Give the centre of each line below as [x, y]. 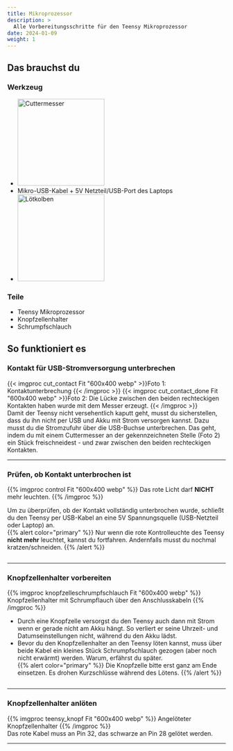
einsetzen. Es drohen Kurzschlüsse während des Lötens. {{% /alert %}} [119, 673]
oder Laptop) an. [31, 525]
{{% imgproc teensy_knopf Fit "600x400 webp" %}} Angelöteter [100, 718]
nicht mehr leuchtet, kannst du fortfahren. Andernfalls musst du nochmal [112, 540]
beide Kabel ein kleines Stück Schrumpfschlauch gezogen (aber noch [117, 651]
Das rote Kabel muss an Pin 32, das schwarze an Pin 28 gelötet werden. [110, 733]
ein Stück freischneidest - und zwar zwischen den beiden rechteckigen [109, 443]
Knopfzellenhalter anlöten [52, 704]
